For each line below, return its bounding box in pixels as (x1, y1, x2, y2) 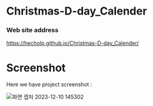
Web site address (6, 26, 59, 35)
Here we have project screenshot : (6, 81, 93, 88)
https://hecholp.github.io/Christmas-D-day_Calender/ (6, 39, 139, 47)
